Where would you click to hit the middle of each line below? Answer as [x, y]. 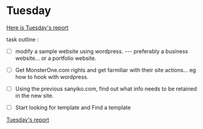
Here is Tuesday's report [38, 28]
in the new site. [34, 96]
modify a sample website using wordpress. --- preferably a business [102, 51]
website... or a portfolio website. [56, 58]
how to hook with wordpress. [52, 77]
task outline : [22, 39]
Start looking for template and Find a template [73, 108]
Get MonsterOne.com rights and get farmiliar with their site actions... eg [105, 70]
